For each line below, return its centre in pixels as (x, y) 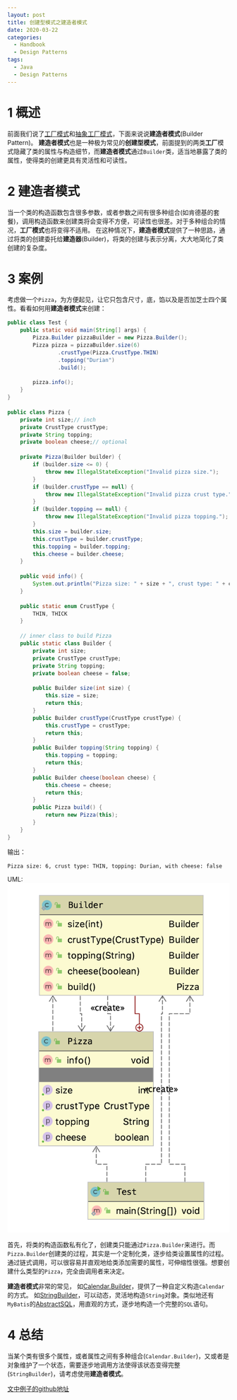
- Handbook (30, 45)
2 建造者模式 (44, 191)
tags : (15, 60)
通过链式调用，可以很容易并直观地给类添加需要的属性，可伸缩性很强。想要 (115, 1263)
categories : (25, 37)
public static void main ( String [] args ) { (83, 330)
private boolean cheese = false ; (82, 673)
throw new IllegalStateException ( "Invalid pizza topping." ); (137, 517)
